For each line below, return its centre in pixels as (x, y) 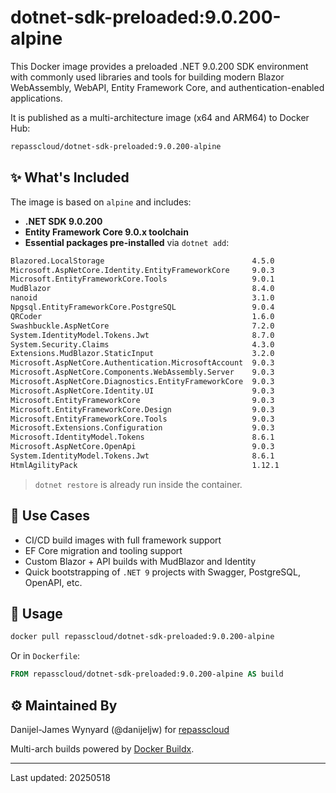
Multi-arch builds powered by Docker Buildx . (102, 748)
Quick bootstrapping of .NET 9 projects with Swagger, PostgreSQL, (162, 572)
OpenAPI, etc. (53, 582)
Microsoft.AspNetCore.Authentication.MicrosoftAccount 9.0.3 (142, 363)
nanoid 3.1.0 (142, 298)
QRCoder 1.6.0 (142, 316)
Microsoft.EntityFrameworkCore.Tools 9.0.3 (142, 419)
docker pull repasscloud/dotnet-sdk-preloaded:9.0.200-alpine (142, 637)
